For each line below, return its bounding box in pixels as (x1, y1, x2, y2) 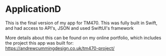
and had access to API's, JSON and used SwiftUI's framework (5, 25, 134, 31)
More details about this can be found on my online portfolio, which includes (5, 35, 161, 41)
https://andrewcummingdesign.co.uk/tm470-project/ (5, 45, 115, 51)
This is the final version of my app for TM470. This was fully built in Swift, (5, 20, 157, 26)
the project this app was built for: (5, 40, 74, 46)
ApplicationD (5, 3, 61, 15)
